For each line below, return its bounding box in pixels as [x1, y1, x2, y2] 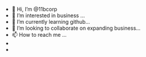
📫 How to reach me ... [11, 31, 67, 38]
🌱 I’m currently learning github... [11, 18, 90, 25]
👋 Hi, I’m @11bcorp [11, 6, 57, 12]
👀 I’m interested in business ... [11, 12, 85, 19]
